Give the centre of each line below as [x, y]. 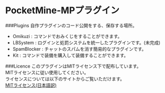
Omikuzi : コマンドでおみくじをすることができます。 [67, 36]
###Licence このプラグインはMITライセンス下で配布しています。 [73, 66]
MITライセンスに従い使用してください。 [47, 72]
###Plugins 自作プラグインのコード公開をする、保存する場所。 [71, 25]
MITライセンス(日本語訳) [31, 85]
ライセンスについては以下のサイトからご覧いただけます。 [65, 79]
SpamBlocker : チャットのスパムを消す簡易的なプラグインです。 [79, 49]
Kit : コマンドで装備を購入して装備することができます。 [70, 55]
